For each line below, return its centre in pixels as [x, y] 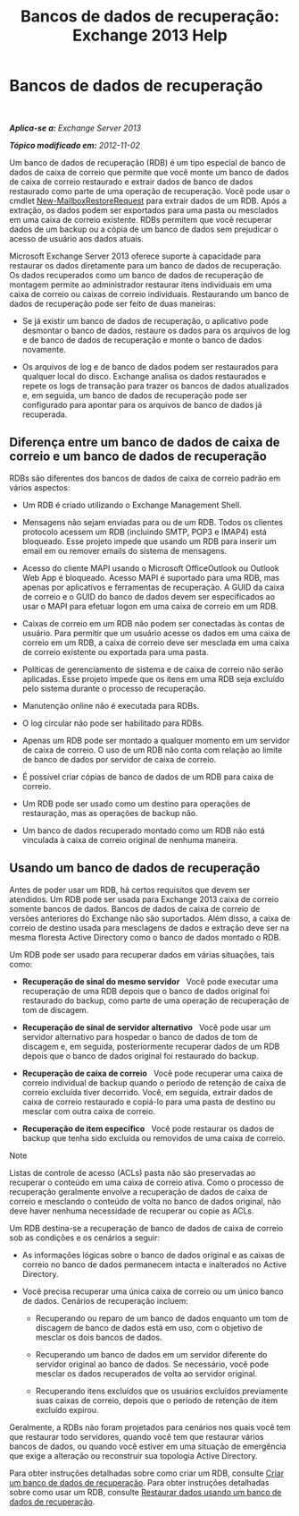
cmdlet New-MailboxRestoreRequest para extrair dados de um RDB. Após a [148, 200]
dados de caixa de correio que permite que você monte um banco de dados [149, 172]
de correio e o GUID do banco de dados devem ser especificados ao [148, 596]
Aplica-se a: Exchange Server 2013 [75, 128]
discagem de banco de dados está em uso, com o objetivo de [149, 1327]
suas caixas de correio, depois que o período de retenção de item [157, 1400]
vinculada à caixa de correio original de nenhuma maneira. [130, 839]
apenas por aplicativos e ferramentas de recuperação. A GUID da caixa [153, 587]
